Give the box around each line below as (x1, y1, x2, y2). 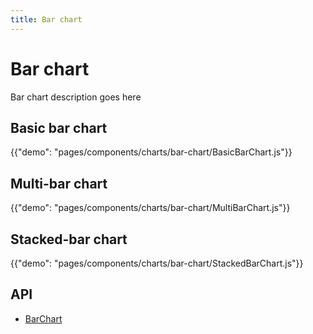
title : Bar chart (10, 14, 83, 25)
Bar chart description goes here (10, 91, 142, 103)
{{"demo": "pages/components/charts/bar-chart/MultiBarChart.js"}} (10, 202, 291, 214)
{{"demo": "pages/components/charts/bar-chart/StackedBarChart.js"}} (10, 257, 304, 269)
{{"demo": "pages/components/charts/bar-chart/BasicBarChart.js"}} (10, 146, 293, 158)
